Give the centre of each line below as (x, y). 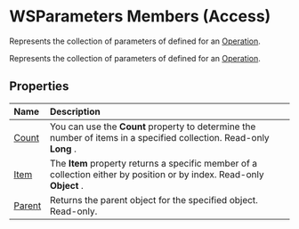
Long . (63, 149)
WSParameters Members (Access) (140, 16)
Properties (39, 86)
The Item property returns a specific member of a (154, 163)
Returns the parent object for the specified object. (154, 200)
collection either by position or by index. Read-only (157, 174)
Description (75, 111)
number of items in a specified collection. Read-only (159, 137)
